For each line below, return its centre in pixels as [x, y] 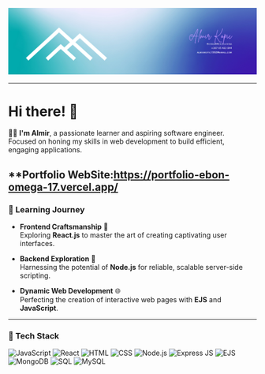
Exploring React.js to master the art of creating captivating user [123, 235]
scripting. [35, 275]
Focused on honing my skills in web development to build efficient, [116, 141]
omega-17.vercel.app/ [63, 187]
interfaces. [37, 243]
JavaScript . [39, 308]
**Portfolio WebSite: [61, 175]
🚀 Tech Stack [34, 335]
